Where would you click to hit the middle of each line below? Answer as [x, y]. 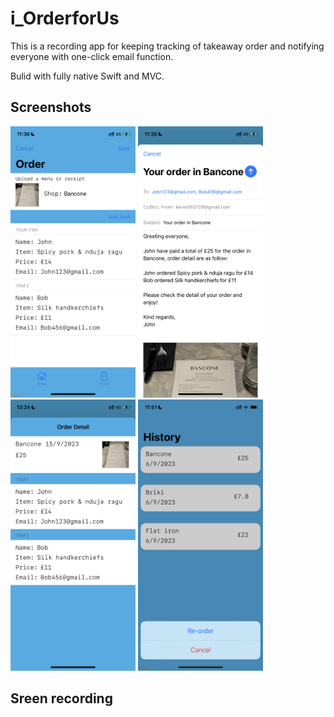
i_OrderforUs [65, 18]
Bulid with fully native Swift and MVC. [87, 76]
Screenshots [51, 107]
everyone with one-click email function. [92, 56]
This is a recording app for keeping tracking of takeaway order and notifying [167, 46]
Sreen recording [61, 698]
